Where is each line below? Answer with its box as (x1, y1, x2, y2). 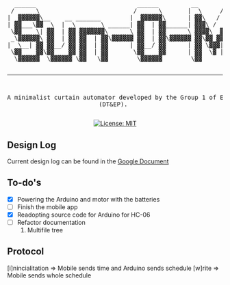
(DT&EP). (99, 100, 128, 109)
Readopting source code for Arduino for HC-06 (16, 211, 151, 219)
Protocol (7, 246, 44, 258)
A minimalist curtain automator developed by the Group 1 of (7, 94, 217, 102)
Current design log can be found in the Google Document (7, 157, 169, 165)
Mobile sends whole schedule (7, 271, 92, 280)
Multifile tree (27, 226, 64, 234)
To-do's (7, 177, 42, 189)
